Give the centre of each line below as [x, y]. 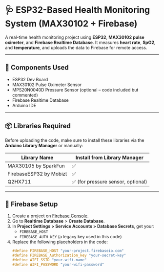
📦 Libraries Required [38, 126]
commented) [25, 95]
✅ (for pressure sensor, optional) [109, 181]
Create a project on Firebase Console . [50, 216]
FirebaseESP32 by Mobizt [37, 174]
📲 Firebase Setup [31, 204]
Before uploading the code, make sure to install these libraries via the [75, 140]
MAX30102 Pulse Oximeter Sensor [47, 85]
